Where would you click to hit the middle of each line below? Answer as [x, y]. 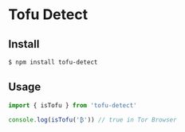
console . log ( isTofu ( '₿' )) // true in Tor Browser [92, 120]
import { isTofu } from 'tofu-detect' [73, 105]
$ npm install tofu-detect [53, 62]
